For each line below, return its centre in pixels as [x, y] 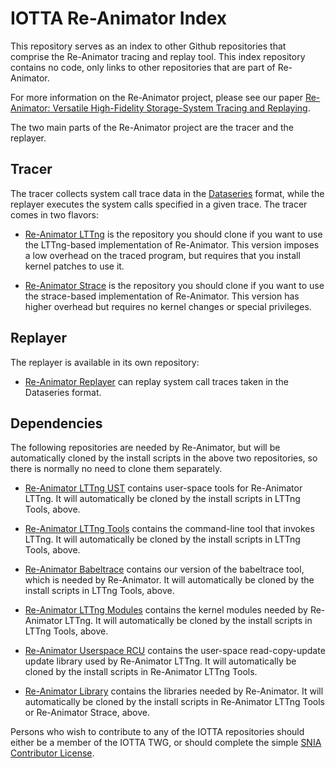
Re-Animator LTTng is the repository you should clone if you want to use [173, 234]
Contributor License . [52, 753]
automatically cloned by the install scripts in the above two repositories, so [164, 458]
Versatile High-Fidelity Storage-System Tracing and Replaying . [181, 108]
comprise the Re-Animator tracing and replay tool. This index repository [158, 56]
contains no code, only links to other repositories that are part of [143, 67]
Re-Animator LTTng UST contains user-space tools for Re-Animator [163, 488]
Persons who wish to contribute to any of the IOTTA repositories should [157, 732]
